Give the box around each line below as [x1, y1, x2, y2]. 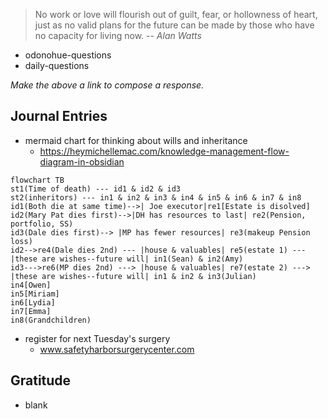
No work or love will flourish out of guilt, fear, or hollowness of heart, [34, 9, 318, 20]
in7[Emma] [10, 306, 52, 316]
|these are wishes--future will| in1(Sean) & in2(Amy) [10, 254, 244, 264]
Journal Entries [10, 108, 108, 125]
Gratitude [10, 372, 72, 389]
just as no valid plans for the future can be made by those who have [34, 19, 315, 31]
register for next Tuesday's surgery [24, 332, 171, 344]
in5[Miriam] [10, 289, 60, 299]
